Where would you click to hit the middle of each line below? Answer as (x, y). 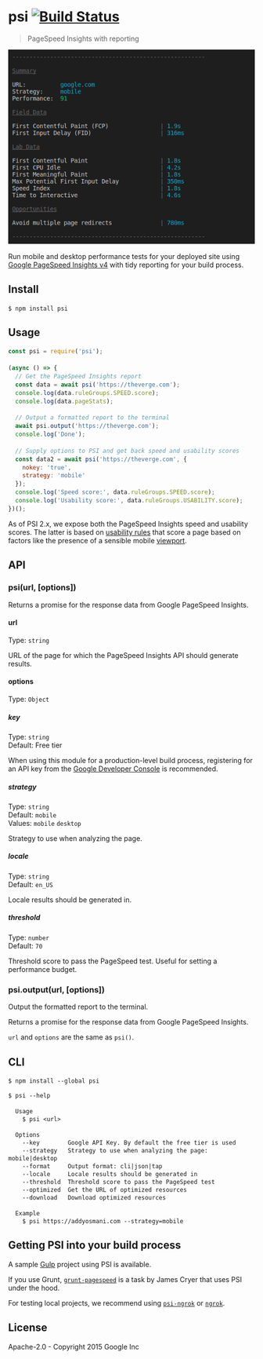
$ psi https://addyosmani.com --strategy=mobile (103, 1221)
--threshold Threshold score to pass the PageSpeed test (119, 1182)
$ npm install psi (38, 309)
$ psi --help (29, 1095)
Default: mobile (32, 815)
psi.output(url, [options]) (57, 989)
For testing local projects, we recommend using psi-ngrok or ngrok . (117, 1302)
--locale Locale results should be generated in (110, 1174)
